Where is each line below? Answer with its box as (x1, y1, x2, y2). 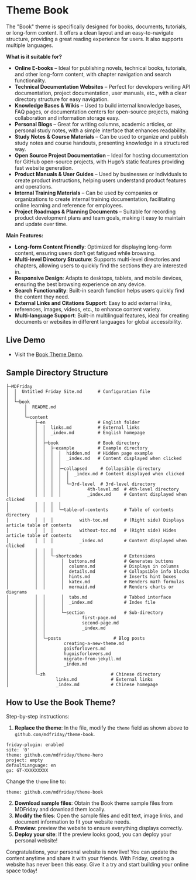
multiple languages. (6, 42, 54, 49)
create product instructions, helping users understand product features (14, 177, 187, 184)
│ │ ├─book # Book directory (6, 440, 140, 446)
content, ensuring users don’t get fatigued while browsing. (14, 249, 156, 256)
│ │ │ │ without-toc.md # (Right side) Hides (6, 527, 177, 533)
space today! (6, 867, 38, 874)
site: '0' (6, 747, 30, 753)
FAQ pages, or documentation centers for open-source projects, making (14, 108, 189, 115)
